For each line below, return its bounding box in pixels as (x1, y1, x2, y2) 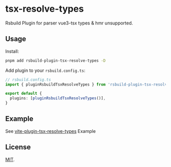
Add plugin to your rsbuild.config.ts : (5, 67, 85, 73)
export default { (5, 91, 42, 96)
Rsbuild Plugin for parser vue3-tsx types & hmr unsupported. (5, 20, 133, 26)
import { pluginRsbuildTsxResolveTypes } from (5, 82, 106, 87)
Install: (5, 48, 19, 54)
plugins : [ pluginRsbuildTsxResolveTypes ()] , (10, 96, 106, 101)
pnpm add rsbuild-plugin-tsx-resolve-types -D (5, 58, 106, 63)
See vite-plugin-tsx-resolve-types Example (5, 128, 96, 134)
